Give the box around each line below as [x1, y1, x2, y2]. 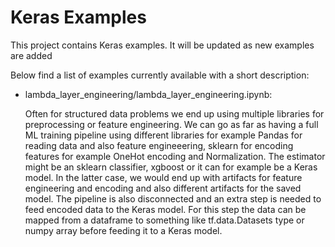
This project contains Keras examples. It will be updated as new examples [10, 39, 315, 51]
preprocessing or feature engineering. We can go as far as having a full [24, 118, 319, 130]
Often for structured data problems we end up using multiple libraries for [24, 107, 325, 120]
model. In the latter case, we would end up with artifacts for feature [24, 171, 303, 183]
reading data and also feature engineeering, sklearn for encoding [24, 139, 294, 151]
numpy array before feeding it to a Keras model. [24, 224, 223, 236]
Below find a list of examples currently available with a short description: [10, 69, 310, 81]
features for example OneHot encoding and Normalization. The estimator [24, 150, 326, 162]
